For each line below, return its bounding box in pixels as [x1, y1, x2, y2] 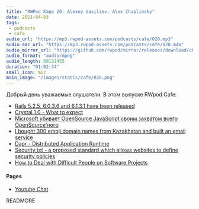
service [14, 134, 34, 141]
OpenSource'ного [14, 121, 59, 128]
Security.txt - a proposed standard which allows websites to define [14, 146, 179, 154]
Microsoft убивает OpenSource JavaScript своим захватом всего [14, 115, 178, 122]
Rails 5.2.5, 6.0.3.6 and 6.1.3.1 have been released [14, 102, 135, 110]
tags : [6, 20, 20, 25]
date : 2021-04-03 [6, 14, 49, 20]
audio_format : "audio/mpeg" [6, 53, 76, 59]
